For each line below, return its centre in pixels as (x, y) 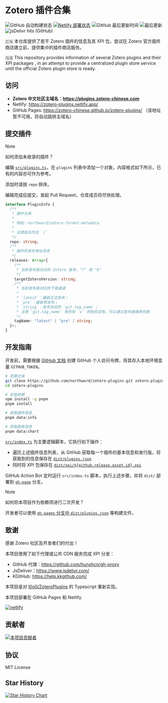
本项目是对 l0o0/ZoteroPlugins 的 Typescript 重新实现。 (62, 587)
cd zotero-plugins (24, 385)
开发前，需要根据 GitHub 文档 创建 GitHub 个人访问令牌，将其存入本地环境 (82, 360)
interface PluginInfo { (30, 204)
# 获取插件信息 (19, 413)
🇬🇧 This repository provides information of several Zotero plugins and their (83, 57)
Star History (24, 683)
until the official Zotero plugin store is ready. (50, 68)
